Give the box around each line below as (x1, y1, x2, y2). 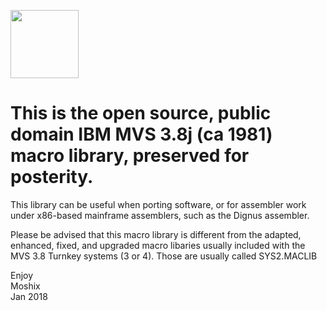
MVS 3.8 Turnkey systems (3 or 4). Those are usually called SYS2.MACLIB (10, 250, 318, 262)
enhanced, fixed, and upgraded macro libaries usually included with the (10, 239, 306, 251)
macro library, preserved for (10, 145, 250, 167)
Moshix (10, 280, 41, 292)
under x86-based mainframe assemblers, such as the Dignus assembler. (10, 209, 310, 221)
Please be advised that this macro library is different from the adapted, (10, 228, 302, 240)
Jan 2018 (10, 290, 48, 302)
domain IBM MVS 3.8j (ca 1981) (10, 123, 273, 146)
